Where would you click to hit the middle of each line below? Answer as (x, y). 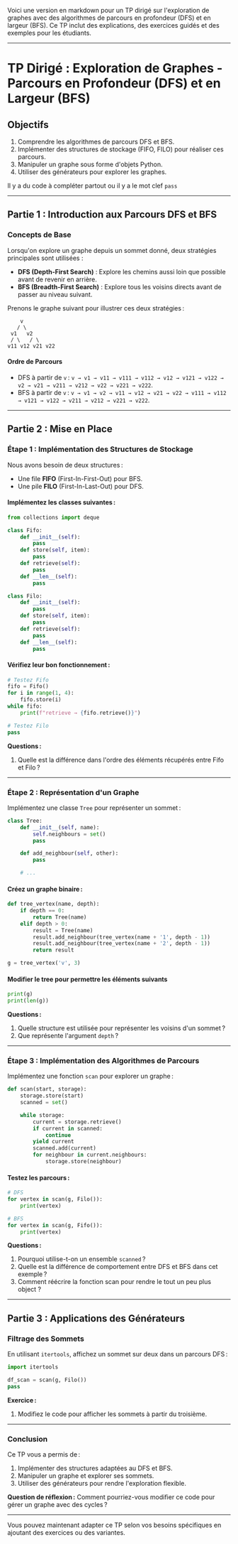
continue (58, 1135)
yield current (53, 1142)
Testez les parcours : (39, 1177)
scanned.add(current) (65, 1148)
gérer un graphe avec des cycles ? (57, 1505)
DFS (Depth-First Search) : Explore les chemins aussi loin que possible (121, 271)
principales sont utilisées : (45, 258)
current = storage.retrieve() (77, 1122)
